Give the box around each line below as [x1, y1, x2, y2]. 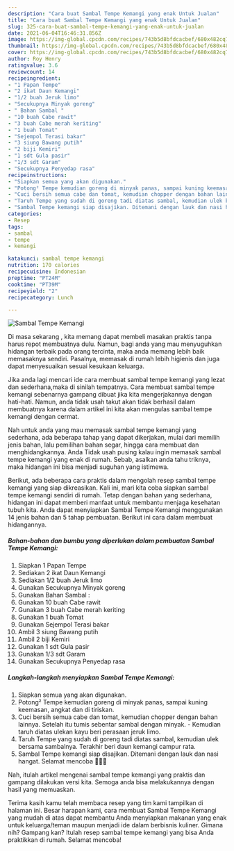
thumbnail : [8, 42, 40, 49]
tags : [8, 223, 24, 230]
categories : [8, 210, 42, 217]
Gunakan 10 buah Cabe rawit [17, 598, 101, 606]
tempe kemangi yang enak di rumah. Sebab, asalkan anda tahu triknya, [8, 456, 211, 464]
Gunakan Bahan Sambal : [17, 591, 90, 600]
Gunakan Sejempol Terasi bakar [17, 620, 110, 629]
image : [8, 36, 27, 43]
